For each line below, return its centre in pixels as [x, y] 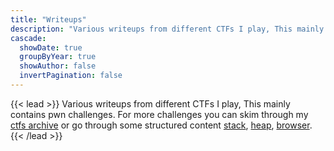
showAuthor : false [58, 66]
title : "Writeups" [48, 19]
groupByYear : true [58, 57]
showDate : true [51, 47]
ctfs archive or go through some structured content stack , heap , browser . [161, 125]
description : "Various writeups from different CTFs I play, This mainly [167, 29]
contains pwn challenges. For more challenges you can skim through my [159, 114]
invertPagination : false [71, 76]
